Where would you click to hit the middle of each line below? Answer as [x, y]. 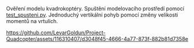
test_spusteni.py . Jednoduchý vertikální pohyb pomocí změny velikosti [92, 15]
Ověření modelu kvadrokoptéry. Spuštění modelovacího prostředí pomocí [95, 9]
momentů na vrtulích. [32, 21]
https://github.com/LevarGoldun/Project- [56, 33]
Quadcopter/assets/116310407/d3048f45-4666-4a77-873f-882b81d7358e [97, 39]
